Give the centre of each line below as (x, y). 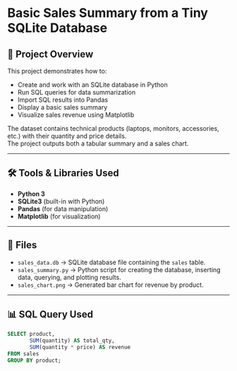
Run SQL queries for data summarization (77, 92)
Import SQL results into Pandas (62, 100)
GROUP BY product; (34, 360)
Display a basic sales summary (62, 107)
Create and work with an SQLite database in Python (92, 85)
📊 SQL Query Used (50, 315)
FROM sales (23, 354)
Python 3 (31, 194)
